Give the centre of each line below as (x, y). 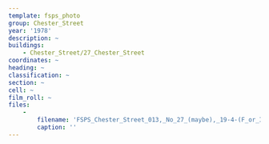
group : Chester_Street (46, 23)
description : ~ (34, 38)
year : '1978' (30, 30)
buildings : (26, 46)
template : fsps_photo (44, 16)
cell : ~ (21, 90)
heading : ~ (26, 68)
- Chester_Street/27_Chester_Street (84, 53)
